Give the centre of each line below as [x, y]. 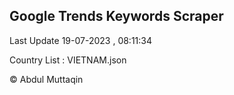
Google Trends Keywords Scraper [116, 16]
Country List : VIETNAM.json [68, 60]
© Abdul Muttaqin [46, 79]
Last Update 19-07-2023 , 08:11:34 [81, 40]
